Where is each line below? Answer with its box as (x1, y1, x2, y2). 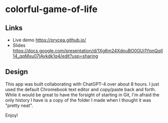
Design (5, 68, 28, 76)
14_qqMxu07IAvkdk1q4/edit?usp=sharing (12, 53, 98, 59)
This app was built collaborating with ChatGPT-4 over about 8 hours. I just (5, 81, 159, 87)
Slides (12, 42, 26, 48)
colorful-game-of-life (5, 4, 98, 15)
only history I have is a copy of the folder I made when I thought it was (5, 97, 151, 103)
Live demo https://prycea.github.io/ (12, 37, 87, 43)
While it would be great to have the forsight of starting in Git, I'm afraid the (5, 92, 160, 98)
